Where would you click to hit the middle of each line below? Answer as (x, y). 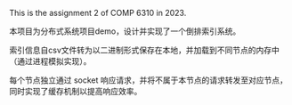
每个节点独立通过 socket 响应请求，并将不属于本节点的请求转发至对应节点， (148, 80)
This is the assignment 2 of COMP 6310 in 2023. (98, 13)
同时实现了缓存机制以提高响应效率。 (76, 91)
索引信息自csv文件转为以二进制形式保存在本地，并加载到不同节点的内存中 (145, 50)
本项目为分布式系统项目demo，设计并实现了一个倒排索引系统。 (125, 31)
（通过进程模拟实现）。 (50, 61)
